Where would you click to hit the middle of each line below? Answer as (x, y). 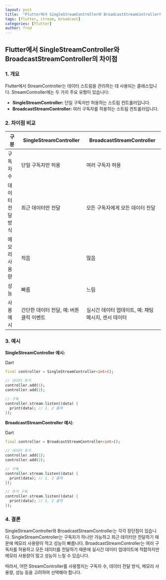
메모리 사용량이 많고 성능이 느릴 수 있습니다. (47, 556)
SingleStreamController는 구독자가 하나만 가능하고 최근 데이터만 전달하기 (83, 537)
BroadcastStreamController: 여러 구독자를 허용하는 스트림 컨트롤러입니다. (85, 109)
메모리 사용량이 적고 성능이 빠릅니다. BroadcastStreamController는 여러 (84, 543)
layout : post (19, 10)
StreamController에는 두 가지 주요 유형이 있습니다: (61, 92)
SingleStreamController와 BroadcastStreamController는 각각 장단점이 (74, 531)
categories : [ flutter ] (28, 24)
